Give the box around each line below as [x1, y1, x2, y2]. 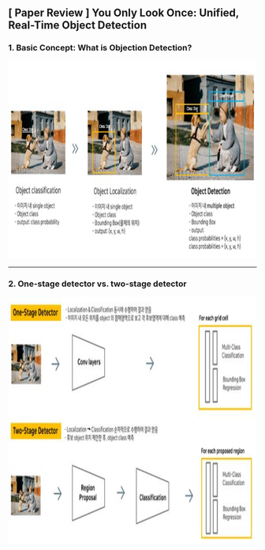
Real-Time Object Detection [8, 19, 147, 32]
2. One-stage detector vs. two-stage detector [8, 278, 187, 289]
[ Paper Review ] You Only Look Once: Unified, [8, 6, 239, 20]
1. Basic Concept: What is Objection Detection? [8, 43, 192, 54]
